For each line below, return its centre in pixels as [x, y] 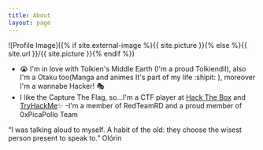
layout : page [30, 23]
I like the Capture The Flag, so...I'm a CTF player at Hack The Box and [132, 97]
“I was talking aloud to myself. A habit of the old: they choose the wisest [125, 130]
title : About [30, 15]
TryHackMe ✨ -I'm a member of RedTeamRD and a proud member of [131, 105]
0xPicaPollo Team [49, 114]
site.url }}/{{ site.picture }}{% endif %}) [72, 53]
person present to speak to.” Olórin [65, 137]
